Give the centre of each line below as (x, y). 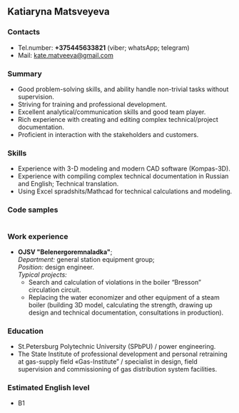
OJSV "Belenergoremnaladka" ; (65, 252)
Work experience (38, 236)
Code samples (33, 210)
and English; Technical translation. (68, 184)
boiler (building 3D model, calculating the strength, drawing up (120, 305)
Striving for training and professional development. (92, 104)
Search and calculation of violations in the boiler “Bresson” (115, 282)
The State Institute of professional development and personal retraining (123, 354)
